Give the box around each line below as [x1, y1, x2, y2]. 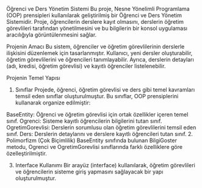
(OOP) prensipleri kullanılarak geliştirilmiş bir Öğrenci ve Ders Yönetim [6, 12, 182, 19]
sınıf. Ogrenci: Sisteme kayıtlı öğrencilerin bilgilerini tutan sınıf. [6, 117, 162, 125]
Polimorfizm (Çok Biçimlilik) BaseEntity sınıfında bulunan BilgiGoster [6, 137, 177, 144]
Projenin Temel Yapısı [6, 74, 60, 81]
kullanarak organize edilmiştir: [15, 99, 91, 106]
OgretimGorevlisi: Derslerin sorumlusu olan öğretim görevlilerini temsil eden [6, 124, 197, 131]
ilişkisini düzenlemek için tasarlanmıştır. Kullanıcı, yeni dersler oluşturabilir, [6, 49, 193, 57]
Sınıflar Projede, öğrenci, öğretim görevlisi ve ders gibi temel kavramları [15, 86, 195, 93]
